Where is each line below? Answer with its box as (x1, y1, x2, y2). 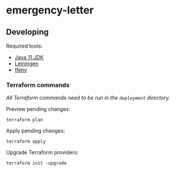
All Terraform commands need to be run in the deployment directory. (6, 95, 170, 102)
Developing (6, 27, 49, 37)
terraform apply (6, 139, 46, 144)
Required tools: (6, 42, 43, 49)
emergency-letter (6, 4, 94, 17)
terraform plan (6, 117, 43, 123)
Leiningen (14, 60, 39, 67)
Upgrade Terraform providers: (6, 149, 79, 156)
